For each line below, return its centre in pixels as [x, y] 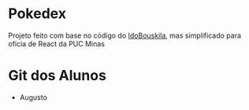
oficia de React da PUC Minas [56, 43]
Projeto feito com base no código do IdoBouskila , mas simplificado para [125, 35]
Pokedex [37, 14]
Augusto [33, 97]
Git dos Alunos [57, 76]
